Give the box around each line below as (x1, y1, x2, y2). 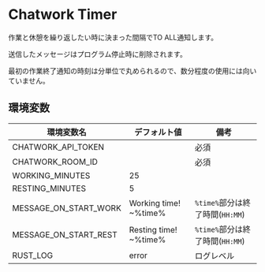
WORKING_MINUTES (12, 170, 91, 181)
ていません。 (8, 76, 50, 85)
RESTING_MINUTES (12, 183, 87, 194)
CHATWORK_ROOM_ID (12, 156, 99, 167)
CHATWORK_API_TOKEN (12, 141, 105, 152)
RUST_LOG (12, 250, 54, 261)
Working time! (129, 197, 181, 208)
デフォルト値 (133, 126, 182, 137)
